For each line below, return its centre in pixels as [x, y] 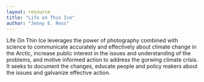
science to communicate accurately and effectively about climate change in [101, 47]
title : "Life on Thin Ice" [41, 18]
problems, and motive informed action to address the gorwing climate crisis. [102, 60]
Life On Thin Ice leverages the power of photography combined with [92, 41]
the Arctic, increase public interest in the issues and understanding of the [99, 53]
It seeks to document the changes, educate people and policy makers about [102, 66]
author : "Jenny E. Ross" [38, 23]
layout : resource [28, 12]
